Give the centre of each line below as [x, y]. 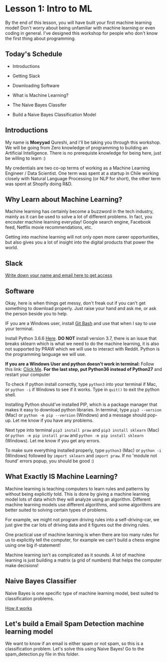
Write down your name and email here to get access [59, 276]
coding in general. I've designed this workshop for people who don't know [82, 33]
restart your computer [28, 374]
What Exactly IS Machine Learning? [62, 477]
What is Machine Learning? [40, 95]
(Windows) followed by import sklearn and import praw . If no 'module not [81, 456]
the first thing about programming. [40, 38]
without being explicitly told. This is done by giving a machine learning [77, 494]
